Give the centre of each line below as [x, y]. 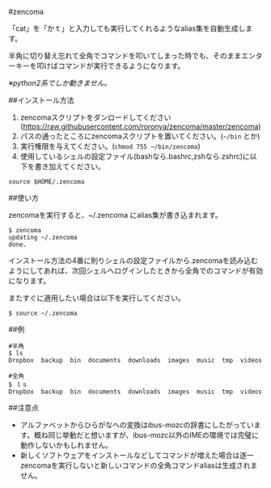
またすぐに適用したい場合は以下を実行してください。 [97, 298]
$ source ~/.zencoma [43, 313]
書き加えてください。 [70, 166]
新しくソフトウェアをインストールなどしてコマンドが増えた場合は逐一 [137, 455]
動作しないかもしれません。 [66, 445]
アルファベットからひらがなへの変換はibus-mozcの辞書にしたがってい [137, 425]
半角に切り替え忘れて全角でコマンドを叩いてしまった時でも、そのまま [125, 55]
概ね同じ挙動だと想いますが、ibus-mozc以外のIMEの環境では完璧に [146, 435]
